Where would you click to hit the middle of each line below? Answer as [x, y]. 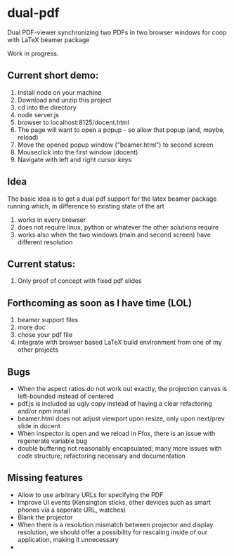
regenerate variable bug [52, 441]
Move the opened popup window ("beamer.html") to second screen [115, 145]
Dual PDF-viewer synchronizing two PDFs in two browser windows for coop [117, 32]
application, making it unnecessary [68, 539]
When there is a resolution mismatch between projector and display [115, 524]
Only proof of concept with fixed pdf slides [79, 281]
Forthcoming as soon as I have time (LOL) [99, 303]
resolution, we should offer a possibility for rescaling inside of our [112, 532]
